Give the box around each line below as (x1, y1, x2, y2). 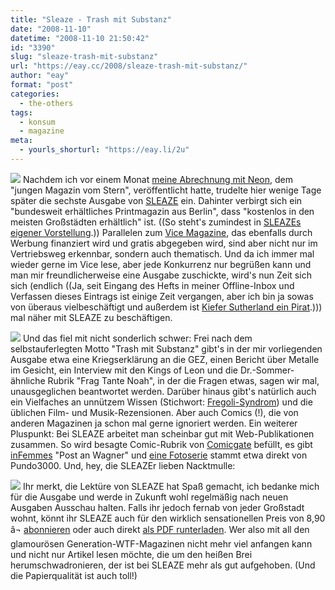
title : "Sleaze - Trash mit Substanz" (10, 14, 172, 25)
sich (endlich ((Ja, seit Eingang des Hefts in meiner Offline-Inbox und (10, 279, 295, 291)
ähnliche (10, 374, 46, 386)
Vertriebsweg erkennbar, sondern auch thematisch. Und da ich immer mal (10, 247, 315, 260)
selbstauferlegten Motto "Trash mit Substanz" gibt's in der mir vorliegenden (10, 342, 323, 355)
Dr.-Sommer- (239, 364, 295, 376)
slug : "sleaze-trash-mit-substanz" (10, 52, 159, 62)
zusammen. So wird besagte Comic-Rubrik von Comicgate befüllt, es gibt (10, 438, 313, 450)
